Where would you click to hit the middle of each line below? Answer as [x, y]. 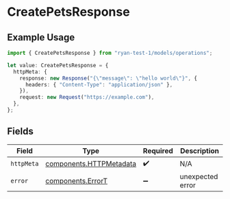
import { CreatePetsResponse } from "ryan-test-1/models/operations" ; [110, 53]
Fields [21, 131]
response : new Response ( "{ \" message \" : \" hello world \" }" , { [108, 78]
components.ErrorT [77, 180]
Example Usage [41, 37]
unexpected [199, 176]
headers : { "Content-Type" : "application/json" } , [99, 84]
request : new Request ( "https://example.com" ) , [87, 97]
